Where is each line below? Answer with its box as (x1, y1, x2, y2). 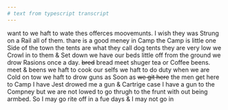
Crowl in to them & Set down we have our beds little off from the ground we (7, 51, 222, 59)
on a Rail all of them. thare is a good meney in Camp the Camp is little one (7, 36, 217, 45)
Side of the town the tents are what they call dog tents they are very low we (7, 43, 222, 52)
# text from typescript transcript (7, 10, 110, 17)
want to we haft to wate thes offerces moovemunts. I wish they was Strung (7, 29, 219, 37)
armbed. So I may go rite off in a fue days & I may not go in (7, 94, 174, 103)
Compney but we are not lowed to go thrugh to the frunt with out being (7, 87, 208, 96)
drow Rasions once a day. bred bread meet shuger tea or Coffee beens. (7, 58, 211, 66)
